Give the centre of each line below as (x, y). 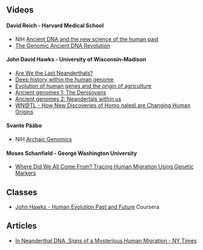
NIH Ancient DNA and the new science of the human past (87, 39)
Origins (24, 111)
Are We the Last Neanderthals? (54, 73)
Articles (22, 226)
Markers (25, 173)
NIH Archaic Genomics (43, 139)
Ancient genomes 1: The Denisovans (61, 92)
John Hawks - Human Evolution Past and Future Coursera (87, 207)
